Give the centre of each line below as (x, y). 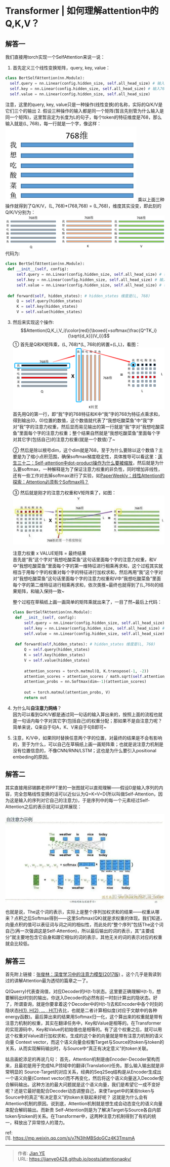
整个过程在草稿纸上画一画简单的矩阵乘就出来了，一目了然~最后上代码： (87, 602)
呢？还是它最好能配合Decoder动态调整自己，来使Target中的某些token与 (80, 1090)
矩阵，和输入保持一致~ (41, 591)
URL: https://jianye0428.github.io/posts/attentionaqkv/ (74, 1159)
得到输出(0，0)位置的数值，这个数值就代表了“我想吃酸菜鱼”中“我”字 (83, 420)
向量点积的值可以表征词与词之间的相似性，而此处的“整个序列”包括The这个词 (84, 925)
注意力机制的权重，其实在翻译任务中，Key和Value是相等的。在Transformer (83, 1023)
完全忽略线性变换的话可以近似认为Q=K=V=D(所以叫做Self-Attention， (86, 794)
